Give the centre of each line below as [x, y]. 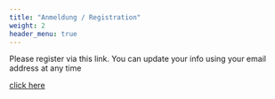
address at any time [45, 68]
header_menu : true [43, 34]
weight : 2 [28, 26]
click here [28, 86]
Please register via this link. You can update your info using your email [138, 59]
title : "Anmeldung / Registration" [75, 17]
